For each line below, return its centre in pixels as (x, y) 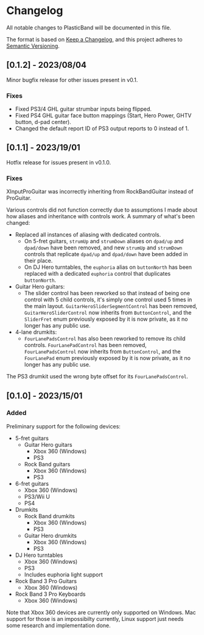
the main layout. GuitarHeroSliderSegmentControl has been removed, (111, 306)
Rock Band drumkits (49, 516)
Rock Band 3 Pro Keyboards (50, 594)
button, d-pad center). (43, 122)
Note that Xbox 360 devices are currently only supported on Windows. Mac (101, 612)
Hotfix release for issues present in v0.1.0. (59, 162)
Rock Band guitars (47, 464)
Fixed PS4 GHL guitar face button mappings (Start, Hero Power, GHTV (103, 116)
